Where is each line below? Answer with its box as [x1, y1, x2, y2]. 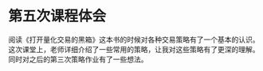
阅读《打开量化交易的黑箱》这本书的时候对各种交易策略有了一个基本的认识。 [8, 35, 260, 44]
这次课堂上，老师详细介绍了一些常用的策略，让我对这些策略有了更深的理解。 [8, 44, 260, 54]
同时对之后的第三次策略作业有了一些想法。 [8, 54, 148, 64]
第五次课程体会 [8, 7, 107, 25]
